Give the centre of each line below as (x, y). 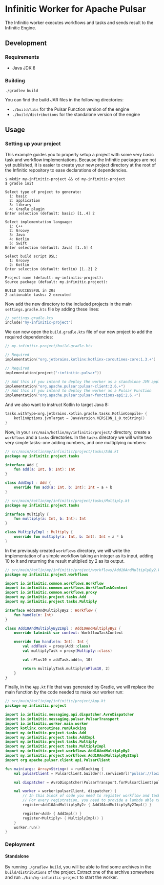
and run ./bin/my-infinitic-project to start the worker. (61, 877)
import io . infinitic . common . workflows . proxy (51, 593)
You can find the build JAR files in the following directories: (64, 99)
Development (26, 43)
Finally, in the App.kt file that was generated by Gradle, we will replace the (80, 687)
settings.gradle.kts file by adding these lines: (52, 309)
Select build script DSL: (31, 256)
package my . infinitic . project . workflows (47, 574)
